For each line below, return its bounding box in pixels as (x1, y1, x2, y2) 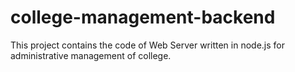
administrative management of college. (10, 49, 172, 61)
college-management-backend (10, 6, 276, 29)
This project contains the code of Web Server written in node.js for (10, 39, 285, 51)
